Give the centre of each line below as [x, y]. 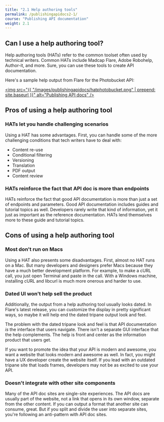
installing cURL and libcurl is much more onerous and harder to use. [73, 281]
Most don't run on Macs [34, 249]
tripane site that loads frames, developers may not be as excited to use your [82, 365]
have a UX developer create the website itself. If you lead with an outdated [80, 360]
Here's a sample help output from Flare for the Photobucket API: [70, 80]
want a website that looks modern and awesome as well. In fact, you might [80, 355]
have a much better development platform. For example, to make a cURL [78, 270]
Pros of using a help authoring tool [59, 110]
